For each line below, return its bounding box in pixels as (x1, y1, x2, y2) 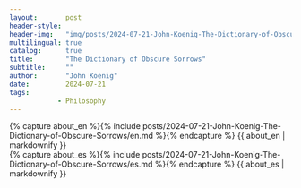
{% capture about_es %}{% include (9, 150, 141, 160)
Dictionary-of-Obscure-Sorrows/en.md (9, 131, 154, 141)
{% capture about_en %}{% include (9, 121, 142, 132)
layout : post (9, 13, 82, 22)
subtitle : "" (9, 64, 74, 73)
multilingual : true (9, 38, 82, 47)
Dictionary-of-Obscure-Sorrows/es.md (9, 158, 153, 170)
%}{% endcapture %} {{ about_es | (154, 158, 285, 170)
